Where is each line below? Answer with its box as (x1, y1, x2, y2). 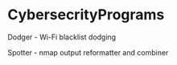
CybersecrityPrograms (7, 6, 165, 24)
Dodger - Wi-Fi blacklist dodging (7, 32, 117, 42)
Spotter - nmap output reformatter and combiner (7, 47, 169, 57)
